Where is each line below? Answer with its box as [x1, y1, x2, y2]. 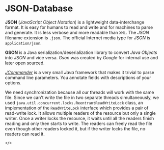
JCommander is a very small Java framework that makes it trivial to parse [5, 69, 155, 75]
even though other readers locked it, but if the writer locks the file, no [5, 125, 146, 131]
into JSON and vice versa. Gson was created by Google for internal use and [5, 54, 158, 60]
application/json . [5, 40, 42, 46]
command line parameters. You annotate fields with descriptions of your [5, 75, 151, 80]
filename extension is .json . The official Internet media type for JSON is [5, 35, 151, 41]
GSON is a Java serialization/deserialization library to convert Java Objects [5, 50, 157, 55]
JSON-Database [5, 3, 73, 14]
